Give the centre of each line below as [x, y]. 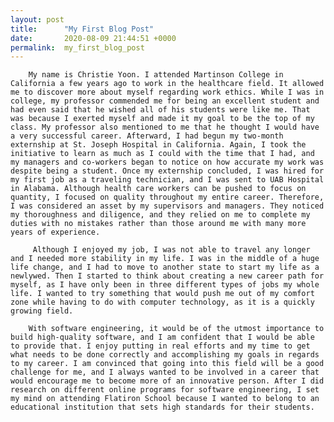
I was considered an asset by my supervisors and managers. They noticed [167, 206]
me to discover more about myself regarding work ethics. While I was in [167, 92]
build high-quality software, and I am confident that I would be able [162, 337]
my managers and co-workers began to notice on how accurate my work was [167, 162]
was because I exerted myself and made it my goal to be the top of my [162, 119]
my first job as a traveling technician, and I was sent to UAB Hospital [167, 180]
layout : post [37, 19]
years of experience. [55, 232]
